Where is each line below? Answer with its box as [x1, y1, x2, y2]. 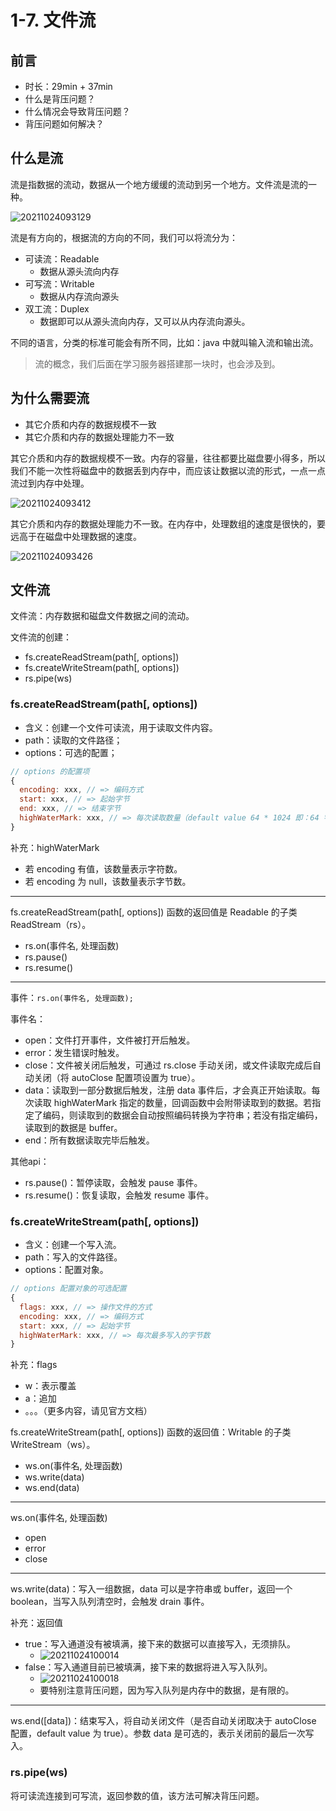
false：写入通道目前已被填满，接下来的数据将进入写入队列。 [24, 1661, 273, 1673]
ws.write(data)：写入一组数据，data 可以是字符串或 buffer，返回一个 [10, 1583, 293, 1595]
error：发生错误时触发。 [24, 1046, 125, 1058]
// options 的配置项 [10, 766, 90, 776]
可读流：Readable [24, 252, 100, 265]
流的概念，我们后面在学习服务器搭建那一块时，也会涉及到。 [34, 357, 281, 370]
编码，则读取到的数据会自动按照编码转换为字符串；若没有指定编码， [42, 1109, 323, 1121]
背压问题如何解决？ [24, 118, 105, 130]
